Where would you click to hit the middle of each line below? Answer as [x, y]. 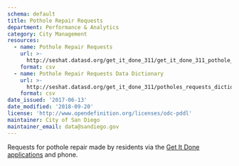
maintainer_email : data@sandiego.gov [63, 126]
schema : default [31, 14]
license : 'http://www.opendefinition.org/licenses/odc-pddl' [100, 113]
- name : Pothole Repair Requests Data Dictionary [89, 73]
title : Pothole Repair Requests [55, 21]
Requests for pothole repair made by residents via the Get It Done [103, 147]
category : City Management [47, 34]
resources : [23, 41]
